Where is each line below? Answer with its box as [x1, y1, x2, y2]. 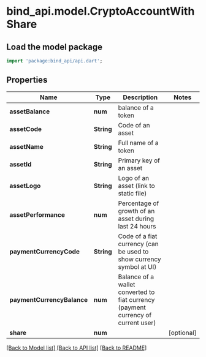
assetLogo [9, 181, 41, 190]
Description [123, 93, 158, 102]
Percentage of [118, 199, 159, 208]
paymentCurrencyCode [9, 247, 80, 255]
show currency [118, 255, 161, 263]
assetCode [9, 124, 42, 133]
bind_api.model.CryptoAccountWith [6, 4, 195, 18]
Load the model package [6, 42, 103, 52]
